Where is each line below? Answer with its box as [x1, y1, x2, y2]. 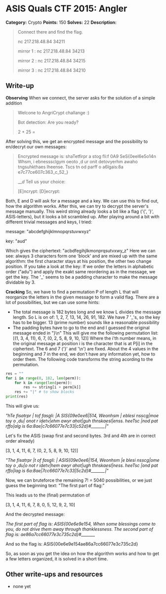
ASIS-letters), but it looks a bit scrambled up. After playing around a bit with [5, 213, 160, 219]
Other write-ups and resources [5, 570, 103, 579]
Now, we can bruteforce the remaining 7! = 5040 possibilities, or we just [5, 477, 152, 483]
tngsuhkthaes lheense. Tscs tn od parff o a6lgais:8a [17, 164, 124, 170]
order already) [5, 438, 35, 444]
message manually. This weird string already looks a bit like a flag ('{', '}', [5, 208, 154, 214]
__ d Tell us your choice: [17, 179, 66, 185]
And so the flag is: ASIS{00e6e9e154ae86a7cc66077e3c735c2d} [5, 541, 138, 547]
